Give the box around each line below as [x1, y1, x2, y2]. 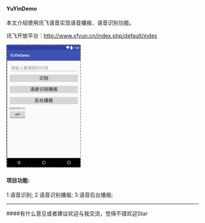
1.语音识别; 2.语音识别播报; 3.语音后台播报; [6, 191, 113, 199]
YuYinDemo [6, 5, 37, 12]
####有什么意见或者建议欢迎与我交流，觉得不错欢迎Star [6, 210, 148, 218]
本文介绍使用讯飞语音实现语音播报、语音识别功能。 [6, 19, 135, 27]
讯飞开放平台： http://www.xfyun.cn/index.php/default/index [6, 32, 157, 40]
